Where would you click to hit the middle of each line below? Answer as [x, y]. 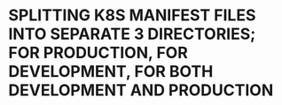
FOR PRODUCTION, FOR [98, 53]
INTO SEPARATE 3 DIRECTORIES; [132, 34]
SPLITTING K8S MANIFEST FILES [132, 15]
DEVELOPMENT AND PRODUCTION [141, 90]
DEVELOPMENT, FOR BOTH [111, 72]
